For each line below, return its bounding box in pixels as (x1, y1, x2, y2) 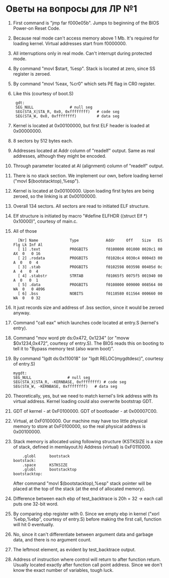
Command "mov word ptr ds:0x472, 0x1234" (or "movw (13, 335, 130, 341)
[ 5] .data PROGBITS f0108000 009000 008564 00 (18, 282, 163, 287)
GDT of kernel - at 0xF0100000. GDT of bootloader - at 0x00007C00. (13, 408, 158, 414)
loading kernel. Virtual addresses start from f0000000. (13, 40, 127, 46)
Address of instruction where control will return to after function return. (13, 556, 161, 562)
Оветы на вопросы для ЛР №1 (6, 3, 138, 15)
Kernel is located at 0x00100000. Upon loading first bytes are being (13, 188, 154, 194)
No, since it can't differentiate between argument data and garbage (13, 531, 153, 537)
